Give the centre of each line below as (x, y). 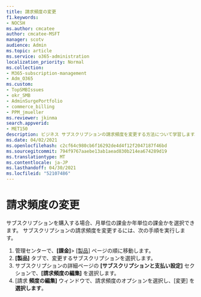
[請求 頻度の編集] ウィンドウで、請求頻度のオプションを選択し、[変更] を (105, 280)
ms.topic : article (29, 51)
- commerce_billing (31, 106)
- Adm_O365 (20, 79)
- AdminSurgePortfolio (34, 101)
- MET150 (17, 129)
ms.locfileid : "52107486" (38, 174)
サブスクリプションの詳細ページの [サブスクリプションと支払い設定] (99, 265)
